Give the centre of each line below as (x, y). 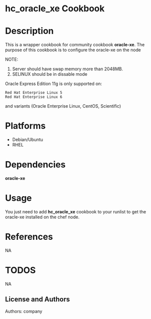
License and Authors (38, 300)
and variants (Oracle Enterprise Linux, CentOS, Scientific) (63, 106)
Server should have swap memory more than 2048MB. (68, 69)
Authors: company (24, 311)
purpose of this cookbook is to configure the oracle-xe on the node (73, 50)
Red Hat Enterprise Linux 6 (34, 97)
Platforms (25, 126)
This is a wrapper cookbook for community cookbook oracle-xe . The (75, 45)
